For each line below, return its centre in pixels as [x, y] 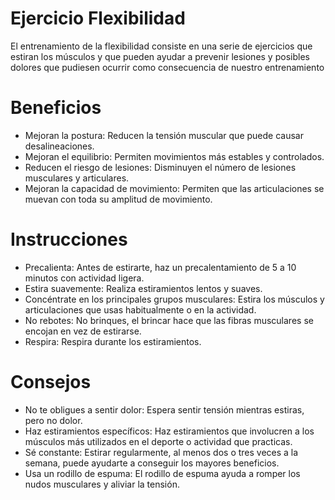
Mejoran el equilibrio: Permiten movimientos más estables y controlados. [174, 156]
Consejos [51, 382]
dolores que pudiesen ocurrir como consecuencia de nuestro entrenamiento [167, 67]
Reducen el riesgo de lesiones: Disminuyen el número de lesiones [160, 167]
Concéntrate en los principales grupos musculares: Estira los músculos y [174, 299]
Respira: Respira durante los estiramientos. [113, 341]
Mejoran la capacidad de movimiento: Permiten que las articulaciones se [174, 188]
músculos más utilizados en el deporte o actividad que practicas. [158, 441]
